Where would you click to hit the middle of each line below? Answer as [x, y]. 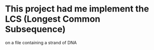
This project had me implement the [77, 9]
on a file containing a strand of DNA [41, 42]
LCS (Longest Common [53, 19]
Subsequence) [35, 29]
